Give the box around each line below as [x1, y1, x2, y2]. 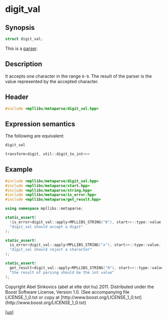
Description [5, 60, 42, 68]
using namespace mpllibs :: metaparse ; [5, 206, 83, 211]
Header [5, 93, 29, 102]
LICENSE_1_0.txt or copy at [5, 294, 60, 300]
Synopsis [5, 23, 35, 32]
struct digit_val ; [5, 36, 43, 41]
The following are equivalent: [5, 133, 65, 139]
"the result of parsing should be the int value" [9, 270, 114, 275]
